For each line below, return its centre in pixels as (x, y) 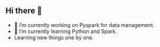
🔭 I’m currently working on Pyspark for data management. (84, 25)
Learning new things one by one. (54, 37)
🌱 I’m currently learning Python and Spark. (65, 31)
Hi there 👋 (24, 11)
